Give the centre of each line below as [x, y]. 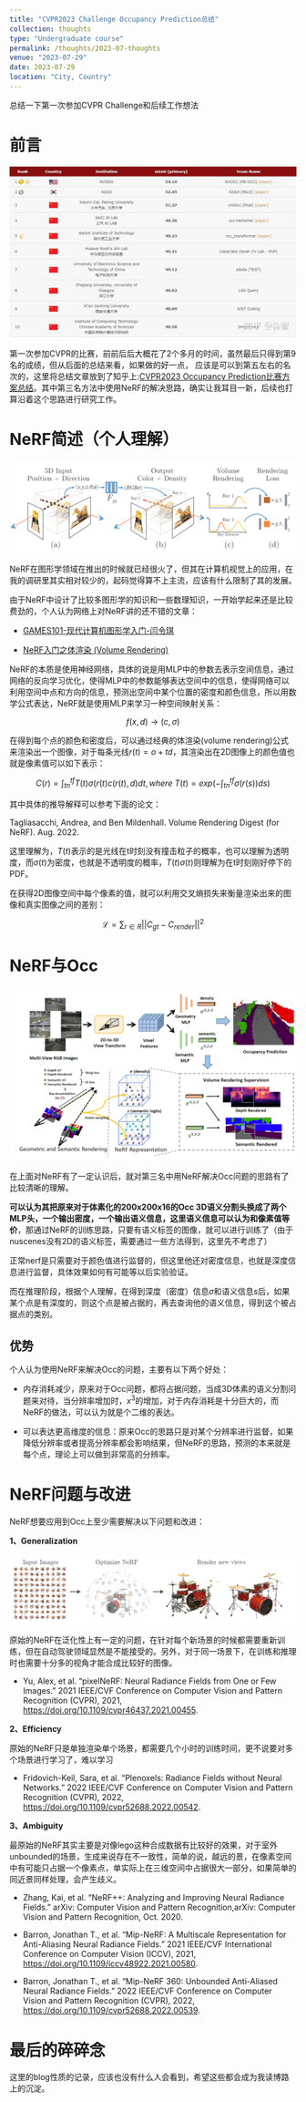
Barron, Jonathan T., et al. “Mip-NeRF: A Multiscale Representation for [154, 1935]
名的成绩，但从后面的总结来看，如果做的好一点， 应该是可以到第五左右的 [146, 366]
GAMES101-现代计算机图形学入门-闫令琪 [98, 631]
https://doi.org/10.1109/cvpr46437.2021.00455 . [110, 1710]
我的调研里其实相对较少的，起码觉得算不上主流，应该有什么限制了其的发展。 [153, 581]
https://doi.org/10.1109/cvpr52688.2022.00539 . [111, 2011]
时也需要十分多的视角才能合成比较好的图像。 [93, 1663]
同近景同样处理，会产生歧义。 [65, 1880]
